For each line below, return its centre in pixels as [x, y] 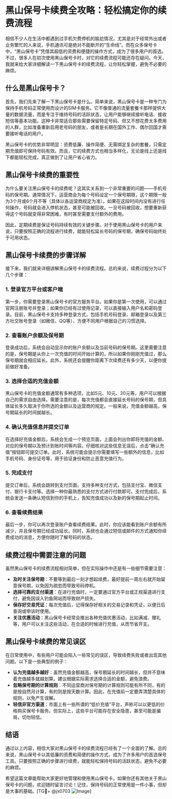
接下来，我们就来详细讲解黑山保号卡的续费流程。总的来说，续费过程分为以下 [86, 268]
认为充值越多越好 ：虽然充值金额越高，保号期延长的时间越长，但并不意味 [89, 672]
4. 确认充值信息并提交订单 [37, 427]
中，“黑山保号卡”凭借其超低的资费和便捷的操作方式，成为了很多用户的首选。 [86, 51]
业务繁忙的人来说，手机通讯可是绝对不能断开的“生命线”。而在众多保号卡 [81, 45]
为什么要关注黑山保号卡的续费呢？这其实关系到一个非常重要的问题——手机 [84, 188]
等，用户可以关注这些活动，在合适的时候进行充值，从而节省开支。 [82, 624]
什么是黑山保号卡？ [36, 88]
